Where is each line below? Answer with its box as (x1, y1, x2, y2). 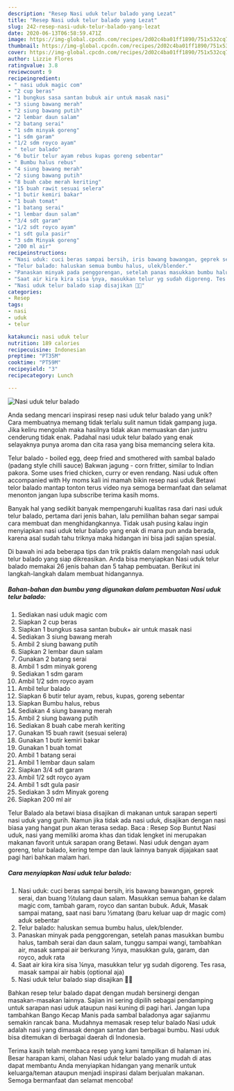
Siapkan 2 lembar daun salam (17, 647, 103, 655)
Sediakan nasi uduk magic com (17, 610, 108, 619)
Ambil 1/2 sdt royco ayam (17, 773, 91, 781)
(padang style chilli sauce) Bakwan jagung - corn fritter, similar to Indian (8, 461, 214, 470)
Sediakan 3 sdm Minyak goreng (17, 788, 109, 796)
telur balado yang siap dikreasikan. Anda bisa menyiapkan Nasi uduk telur (8, 555, 219, 563)
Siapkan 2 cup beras (17, 617, 77, 626)
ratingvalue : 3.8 (8, 62, 58, 69)
